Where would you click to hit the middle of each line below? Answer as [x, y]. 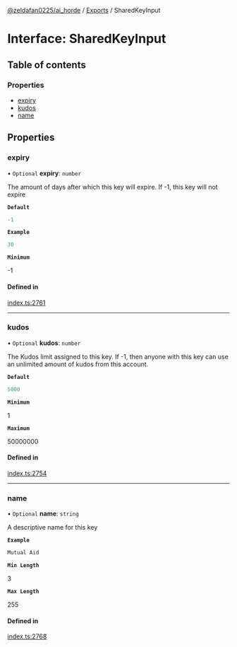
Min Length [23, 566]
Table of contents [47, 65]
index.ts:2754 [27, 473]
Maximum [19, 428]
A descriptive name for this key [53, 527]
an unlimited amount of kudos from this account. [78, 364]
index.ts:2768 [27, 636]
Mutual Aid [23, 553]
